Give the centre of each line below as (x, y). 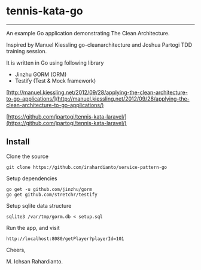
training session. (26, 51)
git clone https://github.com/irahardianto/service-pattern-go (87, 167)
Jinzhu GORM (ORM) (41, 74)
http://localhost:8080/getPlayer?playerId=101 (65, 239)
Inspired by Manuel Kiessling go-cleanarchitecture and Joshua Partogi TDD (99, 45)
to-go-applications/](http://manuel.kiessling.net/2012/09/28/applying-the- (98, 98)
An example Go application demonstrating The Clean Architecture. (88, 33)
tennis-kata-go (45, 11)
